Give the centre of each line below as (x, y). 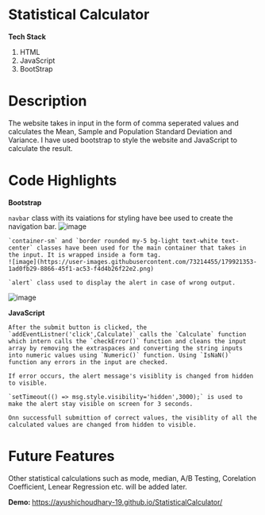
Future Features (61, 456)
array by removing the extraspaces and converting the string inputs (126, 348)
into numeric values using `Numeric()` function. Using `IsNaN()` (120, 355)
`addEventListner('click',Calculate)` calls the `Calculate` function (127, 334)
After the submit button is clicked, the (78, 327)
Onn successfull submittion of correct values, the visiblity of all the (133, 418)
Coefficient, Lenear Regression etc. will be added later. (98, 486)
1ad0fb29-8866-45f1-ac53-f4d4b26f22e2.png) (81, 269)
